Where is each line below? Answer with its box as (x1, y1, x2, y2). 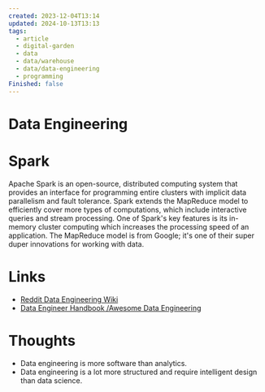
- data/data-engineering (15, 65, 100, 73)
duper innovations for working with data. (8, 239, 145, 248)
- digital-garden (15, 42, 75, 50)
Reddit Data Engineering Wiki (20, 294, 119, 304)
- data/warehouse (15, 58, 75, 66)
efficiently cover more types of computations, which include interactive (8, 205, 247, 214)
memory (8, 222, 37, 231)
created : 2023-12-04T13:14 (8, 11, 100, 20)
